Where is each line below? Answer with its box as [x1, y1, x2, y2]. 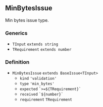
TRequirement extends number [12, 47, 72, 52]
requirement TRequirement [19, 97, 73, 103]
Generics [5, 29, 28, 36]
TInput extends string [12, 42, 58, 47]
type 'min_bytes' [19, 82, 54, 87]
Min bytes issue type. [5, 17, 49, 23]
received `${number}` [19, 92, 63, 97]
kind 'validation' [19, 76, 57, 81]
